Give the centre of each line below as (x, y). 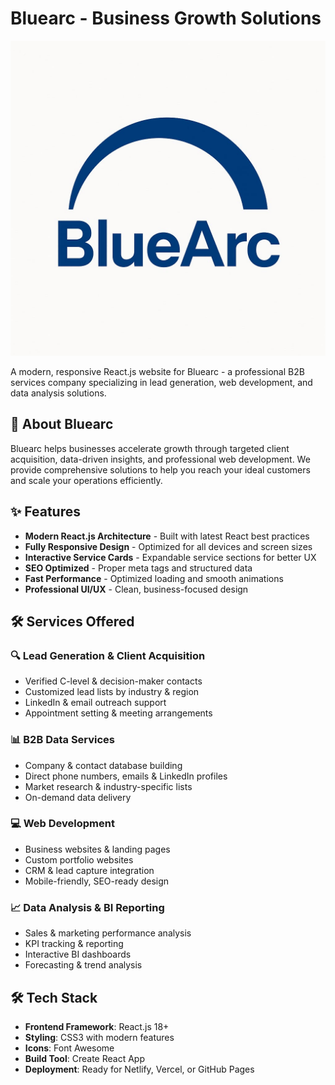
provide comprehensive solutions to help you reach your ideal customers (160, 469)
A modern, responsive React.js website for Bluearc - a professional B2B (157, 371)
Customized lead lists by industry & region (112, 692)
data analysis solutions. (58, 393)
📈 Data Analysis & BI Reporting (87, 907)
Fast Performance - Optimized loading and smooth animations (154, 578)
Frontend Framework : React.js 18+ (97, 1026)
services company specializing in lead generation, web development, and (161, 382)
